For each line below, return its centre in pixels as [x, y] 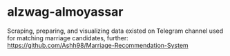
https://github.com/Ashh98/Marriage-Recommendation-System [98, 45]
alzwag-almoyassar [65, 12]
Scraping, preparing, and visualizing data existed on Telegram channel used [115, 31]
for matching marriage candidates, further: [68, 38]
